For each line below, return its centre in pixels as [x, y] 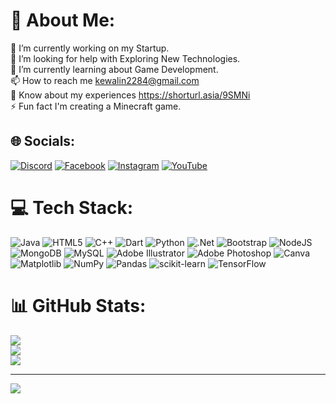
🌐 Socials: [43, 141]
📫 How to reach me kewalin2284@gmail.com [105, 80]
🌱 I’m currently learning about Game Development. [114, 69]
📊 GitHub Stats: [78, 305]
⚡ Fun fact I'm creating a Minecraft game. [96, 106]
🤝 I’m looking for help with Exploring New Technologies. [125, 58]
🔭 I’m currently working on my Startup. [90, 48]
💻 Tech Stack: [72, 207]
